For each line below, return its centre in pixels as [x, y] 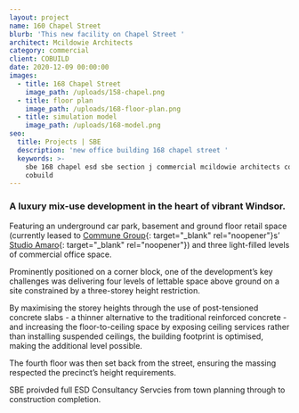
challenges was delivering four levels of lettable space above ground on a [145, 281]
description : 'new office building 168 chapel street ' [123, 150]
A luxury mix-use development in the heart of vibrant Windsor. [148, 206]
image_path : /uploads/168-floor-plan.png [103, 109]
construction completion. [55, 399]
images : [24, 76]
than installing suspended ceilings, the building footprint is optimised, [137, 336]
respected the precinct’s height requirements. [93, 372]
